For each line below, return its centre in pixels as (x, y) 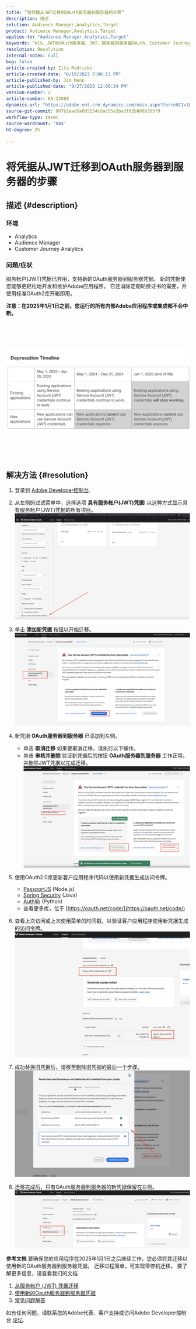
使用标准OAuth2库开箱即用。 (41, 294)
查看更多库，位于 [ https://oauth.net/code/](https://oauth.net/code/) (104, 908)
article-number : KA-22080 (37, 99)
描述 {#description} (42, 205)
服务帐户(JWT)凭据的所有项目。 (58, 509)
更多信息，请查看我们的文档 (44, 1273)
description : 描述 (27, 18)
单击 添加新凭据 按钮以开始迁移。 (54, 629)
